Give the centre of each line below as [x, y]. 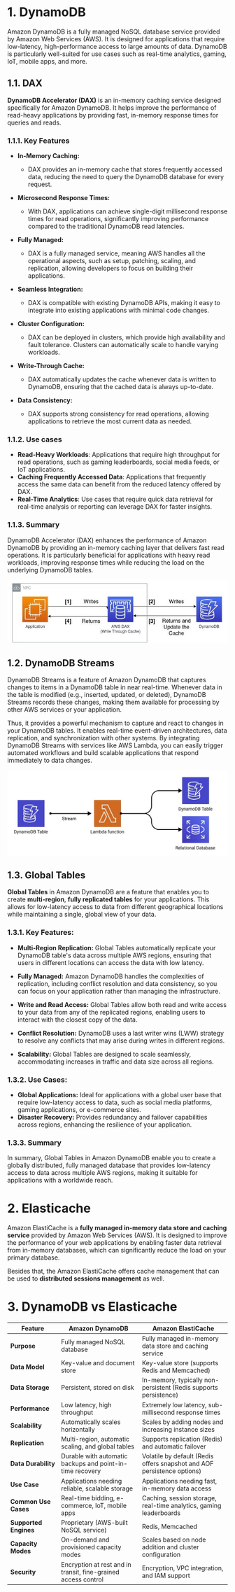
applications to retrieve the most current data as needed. [110, 421]
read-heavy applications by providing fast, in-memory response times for [113, 115]
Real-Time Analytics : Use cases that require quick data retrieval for [115, 499]
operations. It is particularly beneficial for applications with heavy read [109, 555]
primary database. [34, 1258]
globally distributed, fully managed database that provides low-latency [109, 1165]
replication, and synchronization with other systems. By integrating [104, 738]
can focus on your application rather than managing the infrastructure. [119, 991]
